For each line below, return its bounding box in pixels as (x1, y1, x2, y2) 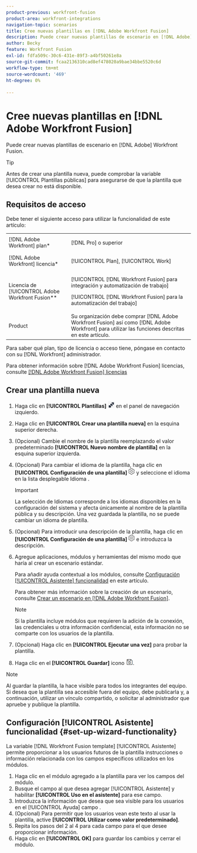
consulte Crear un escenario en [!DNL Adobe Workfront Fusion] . (14, 595, 170, 602)
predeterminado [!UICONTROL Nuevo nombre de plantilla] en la (14, 443, 171, 451)
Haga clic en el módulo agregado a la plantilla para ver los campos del (14, 772, 185, 779)
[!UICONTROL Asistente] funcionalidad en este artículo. (14, 577, 149, 584)
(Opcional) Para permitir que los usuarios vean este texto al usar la (14, 810, 176, 817)
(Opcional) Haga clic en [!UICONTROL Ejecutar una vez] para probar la (14, 641, 188, 648)
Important (14, 486, 39, 493)
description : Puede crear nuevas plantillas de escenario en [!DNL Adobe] (6, 34, 193, 40)
